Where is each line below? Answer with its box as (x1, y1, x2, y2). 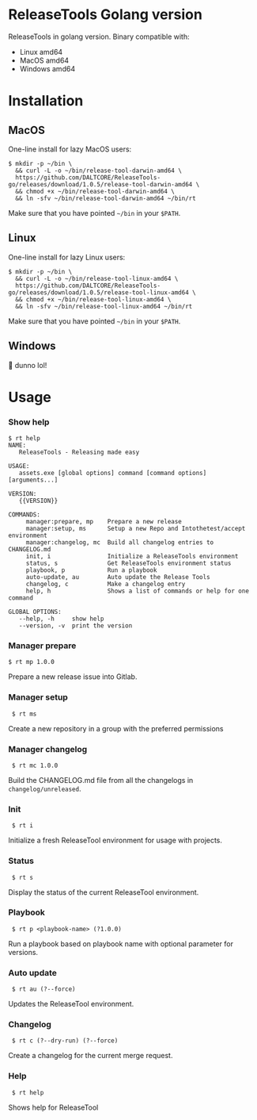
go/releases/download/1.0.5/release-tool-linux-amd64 (8, 288, 190, 297)
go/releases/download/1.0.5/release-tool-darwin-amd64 (8, 180, 193, 188)
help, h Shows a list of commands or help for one (25, 587, 249, 596)
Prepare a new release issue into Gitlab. (8, 672, 138, 681)
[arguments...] (8, 476, 59, 485)
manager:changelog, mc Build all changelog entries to (25, 539, 214, 547)
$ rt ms (11, 710, 37, 718)
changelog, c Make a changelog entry (25, 581, 186, 589)
